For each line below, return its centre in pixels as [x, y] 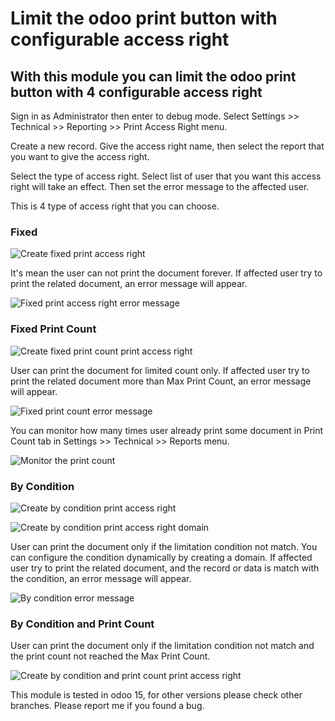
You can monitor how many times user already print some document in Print [167, 430]
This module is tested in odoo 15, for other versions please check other [156, 695]
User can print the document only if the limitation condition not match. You [164, 546]
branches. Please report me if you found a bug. [107, 706]
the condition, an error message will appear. [101, 578]
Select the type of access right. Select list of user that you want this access [166, 176]
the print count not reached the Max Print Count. [110, 656]
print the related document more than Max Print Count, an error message [161, 381]
